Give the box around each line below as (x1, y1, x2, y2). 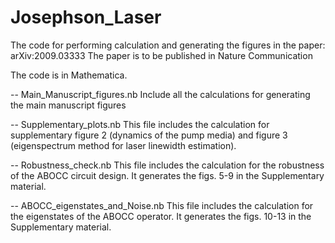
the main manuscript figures (10, 99, 127, 111)
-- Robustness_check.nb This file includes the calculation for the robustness (10, 159, 325, 171)
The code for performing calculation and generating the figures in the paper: (10, 39, 326, 51)
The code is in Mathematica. (10, 69, 128, 81)
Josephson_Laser (10, 6, 162, 29)
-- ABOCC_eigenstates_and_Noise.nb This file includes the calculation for (10, 199, 314, 211)
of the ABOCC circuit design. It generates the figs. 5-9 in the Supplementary (10, 169, 325, 181)
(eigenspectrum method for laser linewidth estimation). (10, 139, 237, 151)
